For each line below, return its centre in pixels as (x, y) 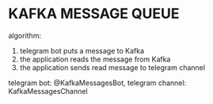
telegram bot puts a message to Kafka (82, 50)
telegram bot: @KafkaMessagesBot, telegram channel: (97, 83)
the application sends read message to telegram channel (112, 67)
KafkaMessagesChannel (48, 91)
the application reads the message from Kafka (95, 59)
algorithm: (25, 35)
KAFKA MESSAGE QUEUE (94, 14)
